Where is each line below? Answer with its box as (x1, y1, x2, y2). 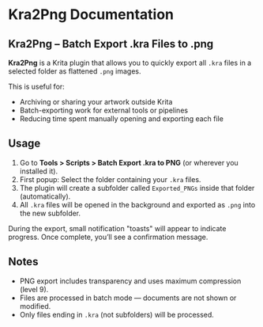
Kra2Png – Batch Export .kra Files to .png (8, 37, 214, 51)
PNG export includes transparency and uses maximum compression (19, 276, 242, 286)
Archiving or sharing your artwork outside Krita (19, 97, 173, 106)
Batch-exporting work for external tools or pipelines (19, 105, 188, 115)
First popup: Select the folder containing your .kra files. (19, 174, 201, 184)
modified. (19, 301, 51, 310)
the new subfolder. (19, 208, 81, 218)
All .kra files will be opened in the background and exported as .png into (19, 200, 256, 209)
